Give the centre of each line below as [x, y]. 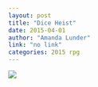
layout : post [30, 15]
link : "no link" [35, 45]
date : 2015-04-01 [37, 30]
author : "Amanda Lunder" [49, 38]
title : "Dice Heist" [43, 23]
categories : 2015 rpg [44, 52]
